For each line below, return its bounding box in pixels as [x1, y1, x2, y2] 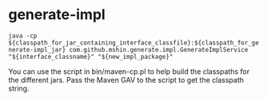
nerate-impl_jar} [8, 45, 66, 53]
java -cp [8, 32, 38, 40]
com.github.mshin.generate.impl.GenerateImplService [69, 45, 249, 53]
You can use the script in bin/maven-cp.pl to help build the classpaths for [8, 66, 250, 76]
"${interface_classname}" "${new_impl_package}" [8, 52, 173, 60]
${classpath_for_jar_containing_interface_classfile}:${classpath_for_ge [8, 38, 260, 47]
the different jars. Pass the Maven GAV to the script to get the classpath [8, 75, 245, 84]
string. [8, 84, 30, 93]
